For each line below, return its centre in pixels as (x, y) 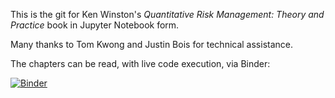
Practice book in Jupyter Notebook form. (95, 25)
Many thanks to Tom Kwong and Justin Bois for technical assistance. (152, 44)
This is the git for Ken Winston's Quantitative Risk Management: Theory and (167, 14)
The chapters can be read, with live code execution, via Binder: (140, 63)
